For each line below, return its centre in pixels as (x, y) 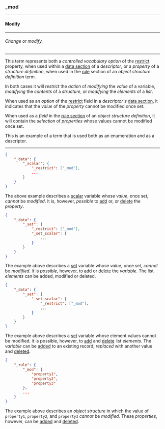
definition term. (20, 77)
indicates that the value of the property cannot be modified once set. (75, 106)
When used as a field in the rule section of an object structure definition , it (80, 115)
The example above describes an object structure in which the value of (77, 411)
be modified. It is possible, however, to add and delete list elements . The (78, 341)
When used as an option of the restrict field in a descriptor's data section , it (82, 101)
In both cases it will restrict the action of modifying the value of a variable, (80, 86)
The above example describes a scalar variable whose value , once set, (77, 196)
